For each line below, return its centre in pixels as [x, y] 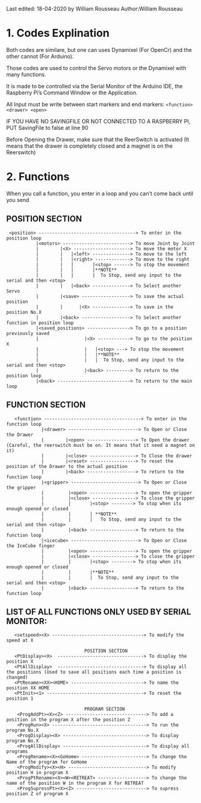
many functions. [26, 74]
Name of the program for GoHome [47, 762]
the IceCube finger [31, 546]
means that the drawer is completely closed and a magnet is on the [90, 146]
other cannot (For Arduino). [40, 56]
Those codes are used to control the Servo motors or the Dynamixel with [96, 68]
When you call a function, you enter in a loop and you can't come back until [100, 193]
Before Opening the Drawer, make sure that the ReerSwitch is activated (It [98, 139]
